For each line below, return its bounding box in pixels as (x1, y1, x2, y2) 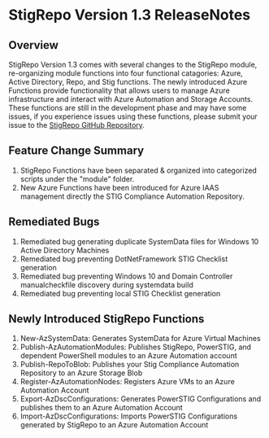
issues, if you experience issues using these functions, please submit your (8, 112, 258, 121)
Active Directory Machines (20, 245, 110, 255)
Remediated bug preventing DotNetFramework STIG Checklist (20, 254, 228, 264)
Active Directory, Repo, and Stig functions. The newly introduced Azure (8, 77, 248, 86)
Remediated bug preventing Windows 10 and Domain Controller (20, 271, 233, 281)
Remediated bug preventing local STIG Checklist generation (20, 288, 221, 298)
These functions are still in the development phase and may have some (8, 103, 247, 112)
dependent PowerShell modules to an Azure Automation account (20, 351, 237, 361)
